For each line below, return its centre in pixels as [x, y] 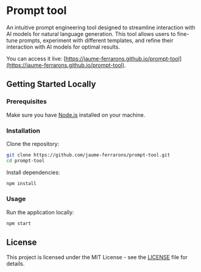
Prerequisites [26, 102]
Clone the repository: [33, 144]
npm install [21, 183]
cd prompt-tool [26, 161]
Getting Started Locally [51, 84]
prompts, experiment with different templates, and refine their [96, 40]
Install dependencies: [33, 172]
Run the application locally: [40, 212]
